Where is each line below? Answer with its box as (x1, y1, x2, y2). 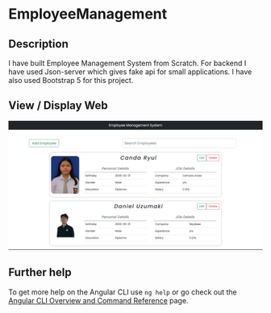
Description (8, 37, 69, 51)
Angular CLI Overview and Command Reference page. (8, 295, 189, 305)
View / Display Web (8, 98, 109, 113)
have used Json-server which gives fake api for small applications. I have (8, 67, 252, 77)
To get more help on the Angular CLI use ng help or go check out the (8, 287, 237, 297)
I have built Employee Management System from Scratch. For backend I (8, 58, 247, 68)
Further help (8, 265, 73, 279)
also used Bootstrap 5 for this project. (8, 76, 134, 85)
